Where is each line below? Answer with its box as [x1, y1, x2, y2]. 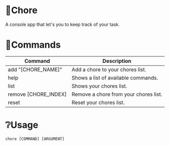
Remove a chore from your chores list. [72, 91, 162, 98]
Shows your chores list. [72, 82, 127, 89]
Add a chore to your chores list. [72, 66, 146, 73]
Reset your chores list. [72, 99, 125, 106]
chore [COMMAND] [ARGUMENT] [5, 136, 65, 141]
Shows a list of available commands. [72, 74, 158, 81]
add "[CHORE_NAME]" [8, 66, 62, 73]
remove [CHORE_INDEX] [8, 91, 67, 98]
